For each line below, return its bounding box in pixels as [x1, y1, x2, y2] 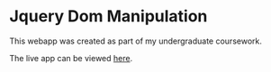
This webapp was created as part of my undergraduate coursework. [9, 36, 263, 46]
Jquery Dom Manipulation [9, 6, 208, 27]
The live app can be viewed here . [9, 52, 133, 63]
